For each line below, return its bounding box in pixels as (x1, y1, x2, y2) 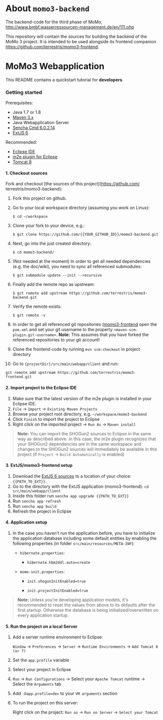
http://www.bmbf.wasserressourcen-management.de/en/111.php (5, 24, 134, 30)
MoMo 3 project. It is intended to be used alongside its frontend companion (5, 38, 157, 44)
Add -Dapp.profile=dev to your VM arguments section (12, 690, 118, 696)
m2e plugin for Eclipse (12, 154, 58, 160)
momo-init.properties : (19, 568, 65, 575)
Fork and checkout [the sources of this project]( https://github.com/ (5, 181, 140, 187)
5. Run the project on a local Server (5, 624, 78, 629)
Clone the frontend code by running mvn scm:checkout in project (12, 346, 140, 352)
